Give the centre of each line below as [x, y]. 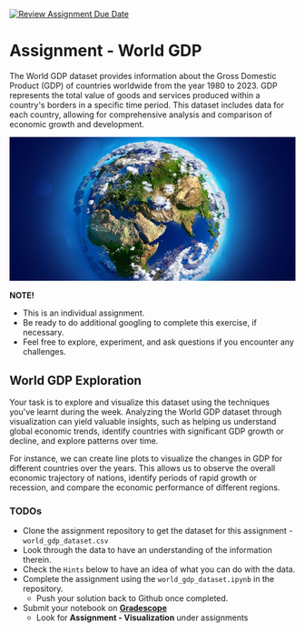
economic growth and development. [77, 124]
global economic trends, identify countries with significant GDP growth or [147, 431]
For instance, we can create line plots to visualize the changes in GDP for [146, 458]
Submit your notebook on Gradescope [95, 608]
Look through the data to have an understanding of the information [147, 550]
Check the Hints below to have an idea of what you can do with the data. [159, 569]
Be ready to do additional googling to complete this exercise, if [139, 323]
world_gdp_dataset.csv [65, 541]
